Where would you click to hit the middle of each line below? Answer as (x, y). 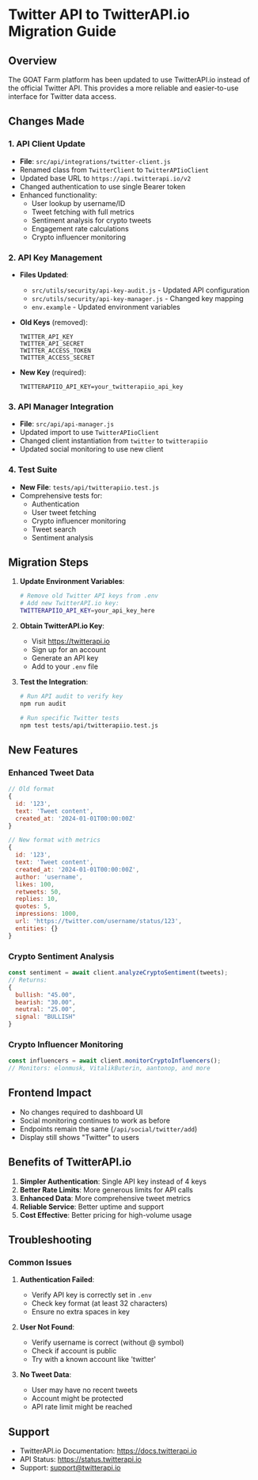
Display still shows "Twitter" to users (80, 1137)
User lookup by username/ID (78, 203)
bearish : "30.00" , (46, 1002)
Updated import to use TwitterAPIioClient (89, 433)
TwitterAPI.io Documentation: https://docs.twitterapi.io (108, 1451)
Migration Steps (49, 562)
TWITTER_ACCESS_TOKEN (55, 350)
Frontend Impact (50, 1093)
